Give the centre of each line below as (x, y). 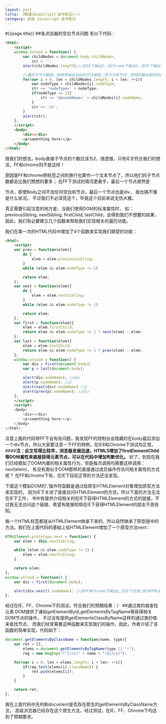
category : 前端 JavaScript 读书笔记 (41, 19)
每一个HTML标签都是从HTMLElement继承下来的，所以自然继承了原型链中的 (82, 521)
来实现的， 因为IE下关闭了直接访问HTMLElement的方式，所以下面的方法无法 (83, 492)
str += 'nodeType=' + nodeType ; (65, 89)
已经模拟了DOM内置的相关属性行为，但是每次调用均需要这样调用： (77, 463)
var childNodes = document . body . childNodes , (69, 57)
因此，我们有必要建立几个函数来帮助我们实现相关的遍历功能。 (68, 221)
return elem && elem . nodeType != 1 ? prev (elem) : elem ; (83, 350)
